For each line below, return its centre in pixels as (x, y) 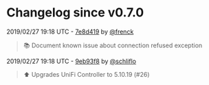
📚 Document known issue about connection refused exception (113, 45)
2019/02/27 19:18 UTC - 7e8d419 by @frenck (70, 32)
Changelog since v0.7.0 (75, 13)
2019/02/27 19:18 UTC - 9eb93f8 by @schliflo (71, 61)
